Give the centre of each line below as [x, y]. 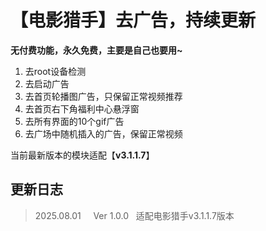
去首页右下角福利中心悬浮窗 [82, 108]
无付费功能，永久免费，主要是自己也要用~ [96, 50]
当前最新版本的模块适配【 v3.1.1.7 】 [82, 155]
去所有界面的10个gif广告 [74, 121]
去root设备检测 [55, 71]
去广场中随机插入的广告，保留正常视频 [103, 133]
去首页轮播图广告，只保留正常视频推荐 [103, 96]
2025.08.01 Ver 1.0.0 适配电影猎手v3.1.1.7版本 [134, 215]
